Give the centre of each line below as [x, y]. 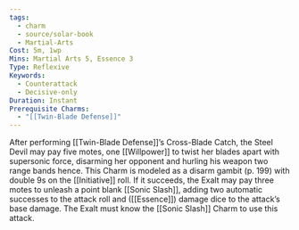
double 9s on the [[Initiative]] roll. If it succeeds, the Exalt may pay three [142, 180]
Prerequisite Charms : [50, 109]
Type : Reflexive [39, 68]
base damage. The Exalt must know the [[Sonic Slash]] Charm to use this [144, 209]
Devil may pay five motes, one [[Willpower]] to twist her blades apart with [144, 152]
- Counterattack [47, 84]
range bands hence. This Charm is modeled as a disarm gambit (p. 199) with [149, 171]
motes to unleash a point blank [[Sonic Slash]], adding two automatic [136, 190]
